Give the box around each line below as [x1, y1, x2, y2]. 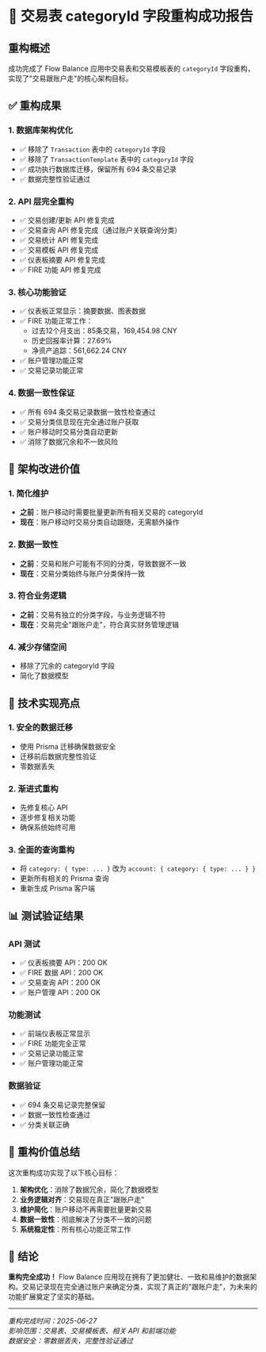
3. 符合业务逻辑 [8, 590, 67, 601]
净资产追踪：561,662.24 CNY [31, 346, 127, 355]
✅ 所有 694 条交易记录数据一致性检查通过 [19, 407, 156, 416]
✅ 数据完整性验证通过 [19, 174, 91, 183]
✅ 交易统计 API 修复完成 [19, 235, 99, 244]
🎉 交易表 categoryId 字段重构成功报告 [8, 7, 254, 25]
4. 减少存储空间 [8, 642, 67, 653]
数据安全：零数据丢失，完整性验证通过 [8, 1336, 133, 1346]
